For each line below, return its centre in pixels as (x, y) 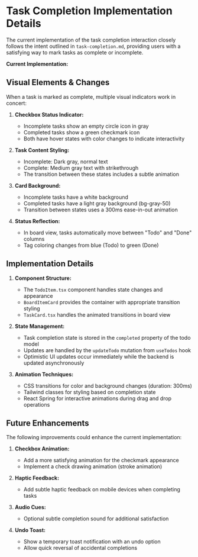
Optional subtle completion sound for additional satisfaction (96, 519)
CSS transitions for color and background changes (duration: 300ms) (108, 385)
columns (34, 239)
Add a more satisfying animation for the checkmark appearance (101, 461)
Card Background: (38, 185)
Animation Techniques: (44, 374)
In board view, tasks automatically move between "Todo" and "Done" (108, 233)
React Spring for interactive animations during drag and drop (98, 398)
